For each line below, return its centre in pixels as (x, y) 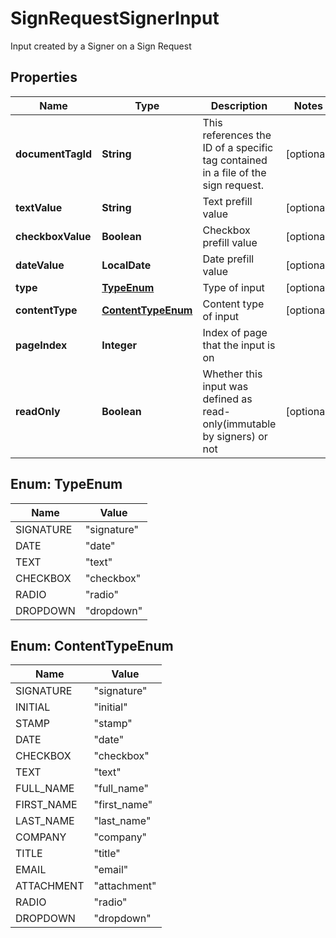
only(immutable (239, 424)
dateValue (40, 265)
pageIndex (41, 345)
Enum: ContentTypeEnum (92, 645)
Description (239, 105)
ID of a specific (238, 147)
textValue (39, 207)
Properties (44, 77)
